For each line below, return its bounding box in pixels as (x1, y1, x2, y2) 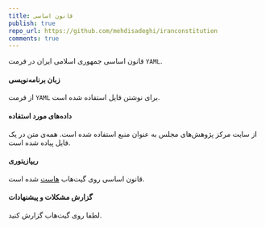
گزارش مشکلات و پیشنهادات (8, 193, 93, 202)
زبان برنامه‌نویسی (8, 74, 60, 85)
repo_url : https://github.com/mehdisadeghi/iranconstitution (8, 27, 218, 35)
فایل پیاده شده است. (8, 138, 71, 147)
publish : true (8, 19, 56, 27)
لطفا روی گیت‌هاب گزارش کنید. (8, 210, 102, 220)
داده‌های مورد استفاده (8, 111, 72, 121)
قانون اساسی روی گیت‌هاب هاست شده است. (8, 174, 145, 184)
